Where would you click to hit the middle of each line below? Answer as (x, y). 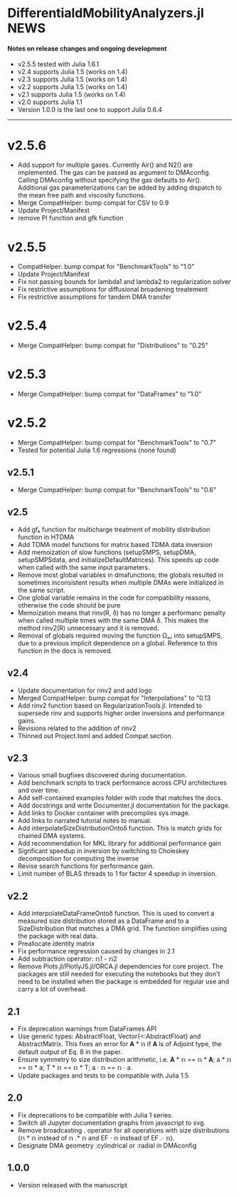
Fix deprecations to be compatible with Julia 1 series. (95, 1115)
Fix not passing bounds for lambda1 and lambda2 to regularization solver (124, 282)
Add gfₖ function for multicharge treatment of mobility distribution (114, 529)
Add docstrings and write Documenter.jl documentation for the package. (124, 806)
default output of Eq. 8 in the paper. (70, 1052)
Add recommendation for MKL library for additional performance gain (119, 844)
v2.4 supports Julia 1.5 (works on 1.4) (73, 72)
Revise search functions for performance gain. (86, 866)
